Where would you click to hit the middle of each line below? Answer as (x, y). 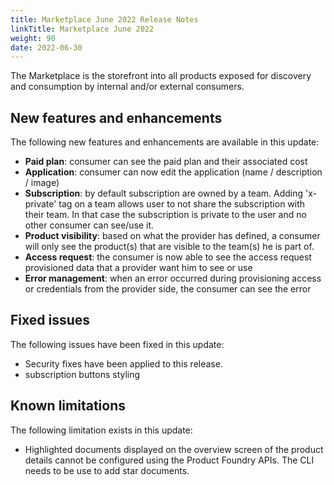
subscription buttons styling (82, 374)
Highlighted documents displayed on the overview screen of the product (174, 449)
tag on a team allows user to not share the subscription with (182, 204)
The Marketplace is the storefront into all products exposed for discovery (161, 76)
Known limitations (68, 406)
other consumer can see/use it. (89, 225)
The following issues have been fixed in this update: (117, 344)
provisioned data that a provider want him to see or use (138, 268)
